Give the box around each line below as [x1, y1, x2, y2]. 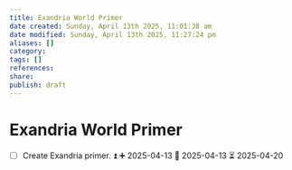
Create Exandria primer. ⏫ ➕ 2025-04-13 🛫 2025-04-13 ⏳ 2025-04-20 [22, 150, 284, 161]
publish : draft [9, 80, 67, 90]
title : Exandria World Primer [9, 13, 124, 23]
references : [9, 64, 54, 73]
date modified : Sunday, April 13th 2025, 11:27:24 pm [9, 30, 217, 39]
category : [9, 47, 47, 56]
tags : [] [9, 55, 42, 64]
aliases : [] [9, 38, 54, 48]
